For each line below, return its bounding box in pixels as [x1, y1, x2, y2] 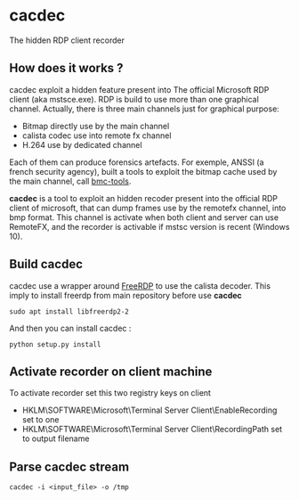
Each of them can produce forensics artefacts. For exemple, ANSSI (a [9, 157, 264, 168]
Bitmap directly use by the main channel [21, 120, 170, 131]
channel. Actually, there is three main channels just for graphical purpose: [9, 103, 280, 114]
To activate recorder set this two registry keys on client [9, 388, 212, 398]
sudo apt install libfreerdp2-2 [9, 307, 129, 316]
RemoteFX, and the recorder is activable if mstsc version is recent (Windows [9, 221, 290, 232]
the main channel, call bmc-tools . [9, 176, 132, 186]
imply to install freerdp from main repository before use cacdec [9, 290, 242, 300]
